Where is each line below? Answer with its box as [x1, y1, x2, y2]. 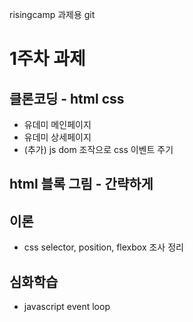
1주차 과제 [9, 48, 86, 70]
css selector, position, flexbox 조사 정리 [23, 241, 184, 253]
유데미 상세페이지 [23, 131, 92, 143]
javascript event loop [23, 301, 111, 313]
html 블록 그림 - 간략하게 [9, 176, 154, 193]
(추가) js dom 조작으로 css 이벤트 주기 [23, 144, 174, 155]
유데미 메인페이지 [23, 119, 92, 130]
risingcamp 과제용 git [9, 9, 96, 20]
